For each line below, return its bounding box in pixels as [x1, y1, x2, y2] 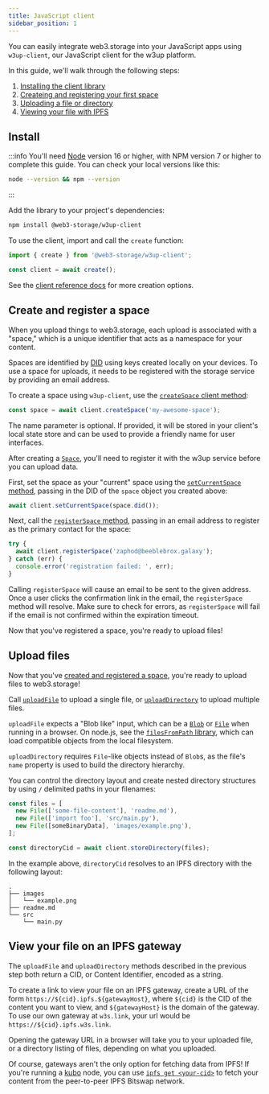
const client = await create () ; [8, 265, 116, 273]
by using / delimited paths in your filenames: [8, 783, 157, 793]
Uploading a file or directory [19, 98, 114, 108]
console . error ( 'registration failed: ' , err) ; [15, 562, 174, 570]
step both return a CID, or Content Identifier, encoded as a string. [8, 969, 223, 979]
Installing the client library [19, 81, 106, 91]
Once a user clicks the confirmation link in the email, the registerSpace [8, 593, 243, 603]
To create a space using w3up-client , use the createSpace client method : [8, 390, 249, 400]
